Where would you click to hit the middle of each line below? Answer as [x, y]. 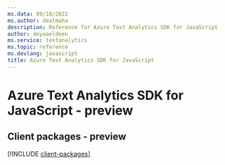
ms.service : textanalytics [47, 41]
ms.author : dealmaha [38, 21]
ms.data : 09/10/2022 [38, 14]
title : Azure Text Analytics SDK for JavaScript [81, 60]
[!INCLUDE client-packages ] [49, 154]
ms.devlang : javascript [43, 54]
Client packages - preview [67, 137]
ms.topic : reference [38, 47]
